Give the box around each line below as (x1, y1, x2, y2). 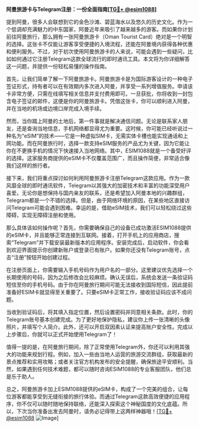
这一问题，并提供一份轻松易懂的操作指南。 (6, 63, 110, 70)
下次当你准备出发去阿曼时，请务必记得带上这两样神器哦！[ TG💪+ (16, 408, 173, 415)
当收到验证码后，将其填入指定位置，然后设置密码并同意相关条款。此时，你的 (6, 309, 193, 316)
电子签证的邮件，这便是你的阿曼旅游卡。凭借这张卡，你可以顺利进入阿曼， (11, 98, 193, 104)
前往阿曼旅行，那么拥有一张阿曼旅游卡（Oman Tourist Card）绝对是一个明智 (6, 33, 192, 40)
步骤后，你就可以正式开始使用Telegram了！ (11, 331, 117, 338)
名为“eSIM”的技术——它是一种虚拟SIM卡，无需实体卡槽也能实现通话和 (11, 133, 184, 139)
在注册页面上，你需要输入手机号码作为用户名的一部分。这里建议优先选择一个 (6, 267, 193, 273)
